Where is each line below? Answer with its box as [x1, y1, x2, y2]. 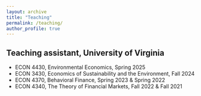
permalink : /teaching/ [6, 20, 63, 26]
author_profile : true [6, 25, 61, 32]
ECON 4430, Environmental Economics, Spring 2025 [14, 64, 146, 71]
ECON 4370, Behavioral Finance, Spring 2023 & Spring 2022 [14, 76, 166, 84]
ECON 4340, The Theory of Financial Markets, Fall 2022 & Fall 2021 [14, 83, 182, 90]
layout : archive [6, 8, 47, 15]
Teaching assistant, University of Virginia [6, 47, 165, 58]
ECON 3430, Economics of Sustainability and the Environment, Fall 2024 [14, 70, 195, 77]
